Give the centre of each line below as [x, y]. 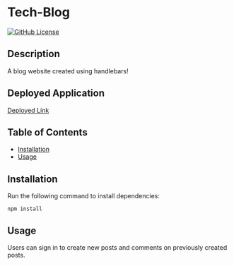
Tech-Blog [39, 12]
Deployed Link [28, 110]
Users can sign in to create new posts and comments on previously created [117, 247]
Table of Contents [48, 132]
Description [34, 54]
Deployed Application [56, 93]
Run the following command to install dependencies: [84, 196]
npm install [25, 209]
